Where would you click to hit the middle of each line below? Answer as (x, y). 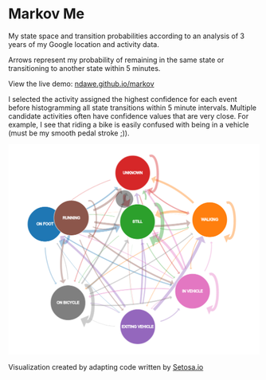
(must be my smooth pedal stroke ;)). (69, 133)
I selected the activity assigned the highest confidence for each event (123, 99)
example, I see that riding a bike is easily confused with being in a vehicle (129, 124)
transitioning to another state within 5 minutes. (84, 68)
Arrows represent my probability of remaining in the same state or (116, 60)
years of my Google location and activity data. (84, 44)
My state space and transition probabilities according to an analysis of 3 (127, 36)
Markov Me (47, 14)
